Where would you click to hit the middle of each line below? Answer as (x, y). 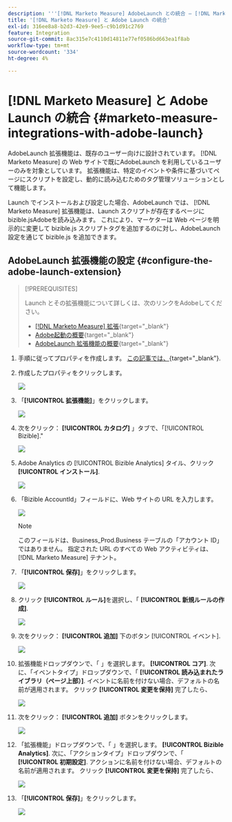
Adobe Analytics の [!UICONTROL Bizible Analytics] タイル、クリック (116, 462)
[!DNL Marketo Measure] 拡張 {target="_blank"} (102, 326)
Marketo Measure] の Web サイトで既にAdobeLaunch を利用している (106, 162)
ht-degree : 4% (28, 59)
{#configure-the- (175, 261)
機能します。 (32, 188)
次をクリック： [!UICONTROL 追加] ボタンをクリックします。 (105, 717)
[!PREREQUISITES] (51, 288)
